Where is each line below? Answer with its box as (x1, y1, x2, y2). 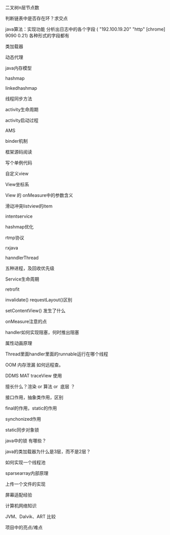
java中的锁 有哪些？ (5, 438, 47, 444)
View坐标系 (5, 182, 30, 187)
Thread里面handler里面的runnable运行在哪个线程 (5, 351, 108, 357)
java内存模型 (5, 65, 32, 71)
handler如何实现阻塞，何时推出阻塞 (5, 329, 79, 335)
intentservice (5, 213, 33, 219)
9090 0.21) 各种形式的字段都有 (5, 33, 70, 38)
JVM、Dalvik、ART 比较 (5, 514, 56, 519)
